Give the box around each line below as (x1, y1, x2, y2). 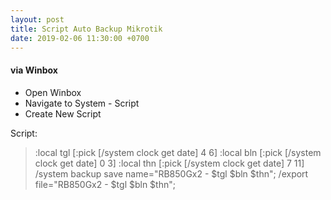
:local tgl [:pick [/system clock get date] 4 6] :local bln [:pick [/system (34, 146, 322, 158)
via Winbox (10, 64, 58, 76)
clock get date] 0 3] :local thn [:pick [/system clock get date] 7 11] (34, 157, 305, 169)
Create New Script (24, 107, 102, 120)
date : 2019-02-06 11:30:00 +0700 (10, 33, 150, 43)
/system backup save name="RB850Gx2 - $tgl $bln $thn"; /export (34, 167, 309, 180)
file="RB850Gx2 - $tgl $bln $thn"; (34, 178, 176, 190)
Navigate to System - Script (24, 97, 140, 109)
